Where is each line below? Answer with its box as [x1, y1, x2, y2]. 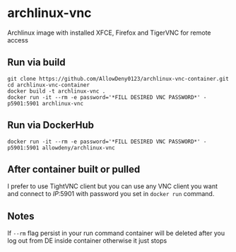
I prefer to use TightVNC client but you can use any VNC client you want [7, 182, 218, 190]
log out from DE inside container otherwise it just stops [7, 236, 167, 245]
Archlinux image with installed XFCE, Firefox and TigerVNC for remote [7, 28, 211, 37]
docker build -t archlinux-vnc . [7, 87, 106, 95]
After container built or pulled [7, 163, 141, 175]
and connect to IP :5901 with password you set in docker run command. [7, 190, 215, 198]
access [7, 35, 28, 44]
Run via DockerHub [7, 119, 94, 132]
